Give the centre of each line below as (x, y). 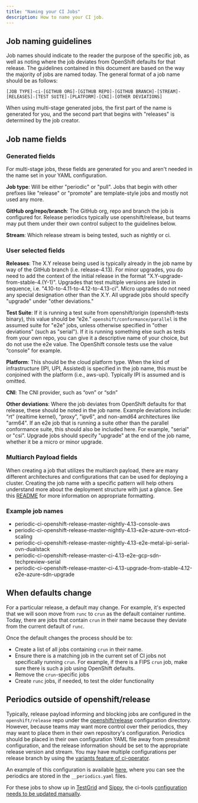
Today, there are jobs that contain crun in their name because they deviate (97, 620)
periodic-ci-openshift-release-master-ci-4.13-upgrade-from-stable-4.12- (103, 568)
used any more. (25, 199)
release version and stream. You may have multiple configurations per (91, 751)
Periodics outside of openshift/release (78, 699)
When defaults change (49, 593)
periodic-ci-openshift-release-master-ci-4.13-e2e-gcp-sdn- (88, 555)
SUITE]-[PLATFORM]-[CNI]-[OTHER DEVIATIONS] (107, 97)
